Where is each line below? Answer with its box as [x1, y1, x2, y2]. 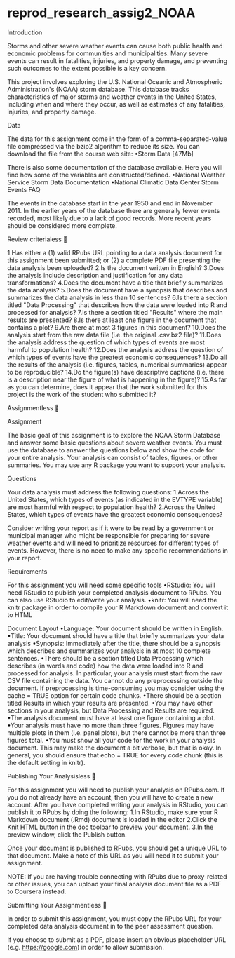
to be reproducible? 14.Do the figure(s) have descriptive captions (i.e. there [7, 367, 224, 376]
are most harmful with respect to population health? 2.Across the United [7, 503, 216, 511]
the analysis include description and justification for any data [7, 271, 184, 279]
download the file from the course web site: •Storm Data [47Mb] [7, 149, 194, 158]
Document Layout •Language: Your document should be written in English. [7, 624, 224, 633]
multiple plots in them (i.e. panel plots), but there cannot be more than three [7, 728, 226, 737]
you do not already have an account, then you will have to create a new [7, 792, 213, 801]
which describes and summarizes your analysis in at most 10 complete [7, 647, 212, 655]
